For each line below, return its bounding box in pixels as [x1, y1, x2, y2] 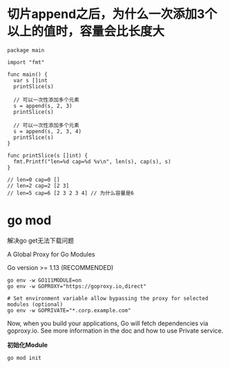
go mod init [7, 354, 41, 361]
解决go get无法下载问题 [7, 236, 75, 244]
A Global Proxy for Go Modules [7, 250, 95, 258]
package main [7, 46, 45, 54]
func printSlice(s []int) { [7, 152, 88, 159]
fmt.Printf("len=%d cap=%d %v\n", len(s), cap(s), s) [13, 158, 171, 165]
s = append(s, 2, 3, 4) [13, 128, 82, 135]
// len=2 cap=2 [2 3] [7, 182, 70, 189]
